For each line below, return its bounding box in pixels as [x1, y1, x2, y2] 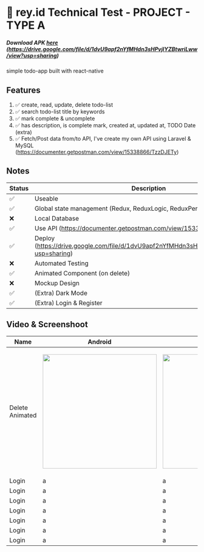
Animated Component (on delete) [34, 269, 131, 277]
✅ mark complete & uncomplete [15, 115, 95, 122]
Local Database [34, 214, 80, 222]
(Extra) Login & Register [34, 299, 103, 307]
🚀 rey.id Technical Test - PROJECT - [6, 5, 191, 19]
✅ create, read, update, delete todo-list [15, 101, 114, 108]
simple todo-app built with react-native [6, 67, 104, 75]
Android [87, 338, 112, 346]
